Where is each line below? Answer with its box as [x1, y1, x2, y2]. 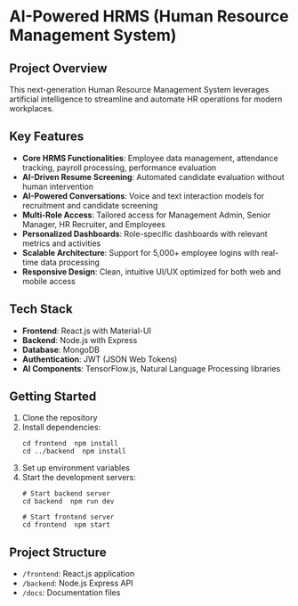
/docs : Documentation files [21, 587, 121, 598]
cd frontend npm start [21, 520, 111, 529]
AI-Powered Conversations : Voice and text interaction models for [21, 190, 265, 201]
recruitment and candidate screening [21, 200, 158, 210]
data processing [40, 257, 101, 267]
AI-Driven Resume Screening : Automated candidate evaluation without [21, 171, 285, 182]
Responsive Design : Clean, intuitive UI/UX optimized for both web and [21, 266, 282, 277]
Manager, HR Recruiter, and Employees [21, 218, 166, 229]
